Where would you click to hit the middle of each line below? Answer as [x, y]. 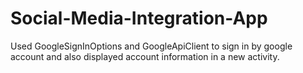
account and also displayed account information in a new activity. [145, 56]
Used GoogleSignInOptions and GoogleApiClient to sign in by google [151, 46]
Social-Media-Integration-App [139, 18]
